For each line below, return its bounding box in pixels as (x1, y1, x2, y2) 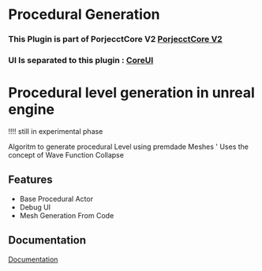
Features (8, 173, 53, 187)
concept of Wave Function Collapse (8, 150, 125, 159)
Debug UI (19, 202, 51, 212)
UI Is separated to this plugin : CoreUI (8, 55, 154, 66)
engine (8, 101, 55, 119)
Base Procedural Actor (19, 194, 93, 203)
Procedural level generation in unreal (8, 84, 255, 102)
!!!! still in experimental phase (8, 126, 103, 135)
